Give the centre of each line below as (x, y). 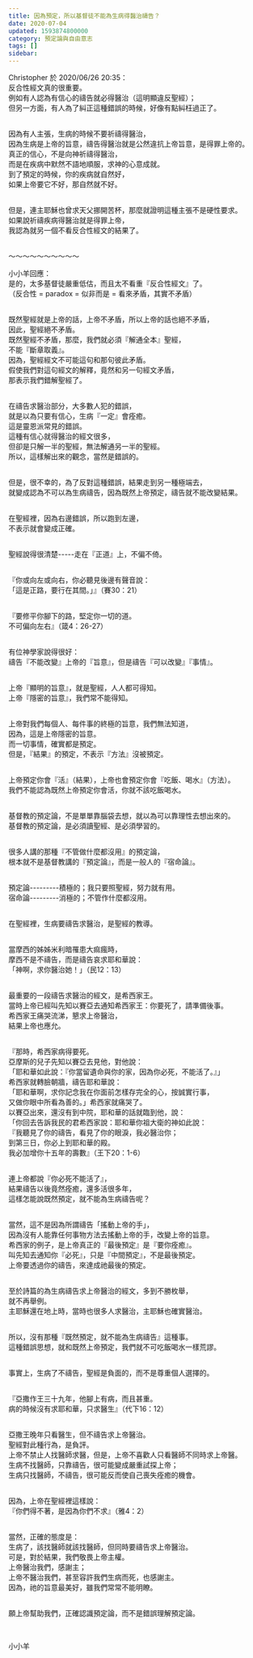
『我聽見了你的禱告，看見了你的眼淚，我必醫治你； (93, 1133)
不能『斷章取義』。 (38, 350)
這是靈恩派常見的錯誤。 (47, 426)
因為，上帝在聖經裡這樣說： (55, 1501)
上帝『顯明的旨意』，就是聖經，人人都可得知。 (84, 688)
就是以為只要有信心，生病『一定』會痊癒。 (79, 416)
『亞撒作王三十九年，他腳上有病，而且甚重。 (83, 1399)
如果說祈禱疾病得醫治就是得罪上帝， (69, 220)
